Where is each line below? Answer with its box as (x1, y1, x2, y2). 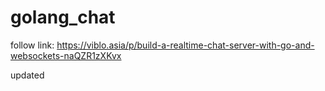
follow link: (10, 39, 55, 51)
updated (10, 69, 45, 81)
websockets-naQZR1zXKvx (10, 49, 122, 61)
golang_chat (10, 6, 116, 29)
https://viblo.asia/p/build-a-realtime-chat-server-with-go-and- (56, 39, 315, 51)
